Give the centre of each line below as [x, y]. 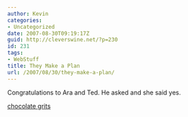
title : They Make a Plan [44, 66]
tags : [15, 53]
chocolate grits [29, 106]
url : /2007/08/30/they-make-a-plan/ [61, 72]
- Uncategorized [31, 27]
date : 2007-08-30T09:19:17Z [49, 33]
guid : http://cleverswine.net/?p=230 [63, 40]
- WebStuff [23, 60]
